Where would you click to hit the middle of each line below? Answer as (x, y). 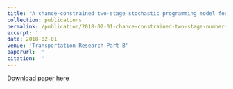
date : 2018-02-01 (32, 39)
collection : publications (44, 20)
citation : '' (26, 59)
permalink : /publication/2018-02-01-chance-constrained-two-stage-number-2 (119, 26)
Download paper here (38, 78)
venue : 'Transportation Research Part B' (68, 46)
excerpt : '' (24, 33)
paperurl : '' (26, 52)
